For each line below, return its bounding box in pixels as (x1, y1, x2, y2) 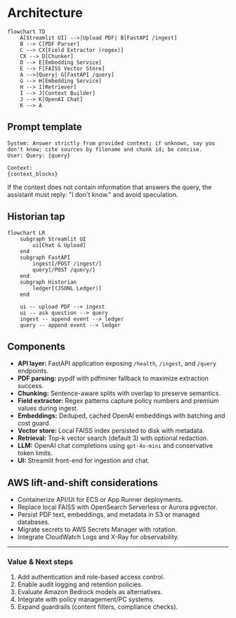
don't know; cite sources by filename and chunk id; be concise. (7, 146, 202, 153)
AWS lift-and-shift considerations (7, 477, 158, 489)
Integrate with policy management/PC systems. (17, 596, 155, 604)
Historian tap (7, 211, 65, 223)
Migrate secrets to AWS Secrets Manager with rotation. (17, 525, 177, 534)
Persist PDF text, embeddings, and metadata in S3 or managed (17, 510, 200, 519)
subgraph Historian (20, 278, 77, 285)
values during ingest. (17, 404, 79, 413)
